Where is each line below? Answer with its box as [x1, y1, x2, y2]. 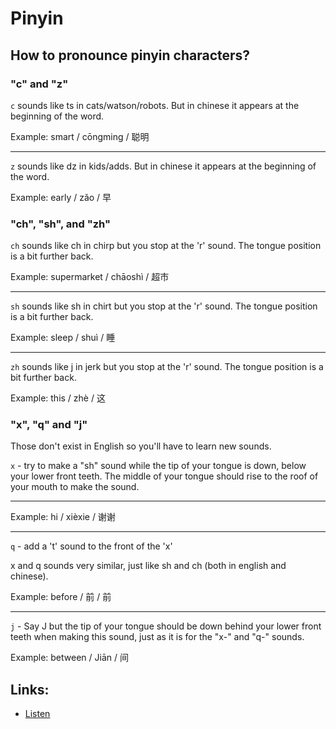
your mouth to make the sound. [10, 481, 140, 493]
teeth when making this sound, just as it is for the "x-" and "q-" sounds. [10, 631, 305, 643]
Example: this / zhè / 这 [10, 392, 106, 404]
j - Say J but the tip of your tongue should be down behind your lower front [10, 620, 322, 632]
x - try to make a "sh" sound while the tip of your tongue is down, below [10, 460, 307, 472]
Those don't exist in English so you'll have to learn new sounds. [10, 440, 272, 452]
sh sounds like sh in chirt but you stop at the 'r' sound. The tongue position [10, 300, 318, 312]
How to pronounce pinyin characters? [10, 47, 251, 64]
